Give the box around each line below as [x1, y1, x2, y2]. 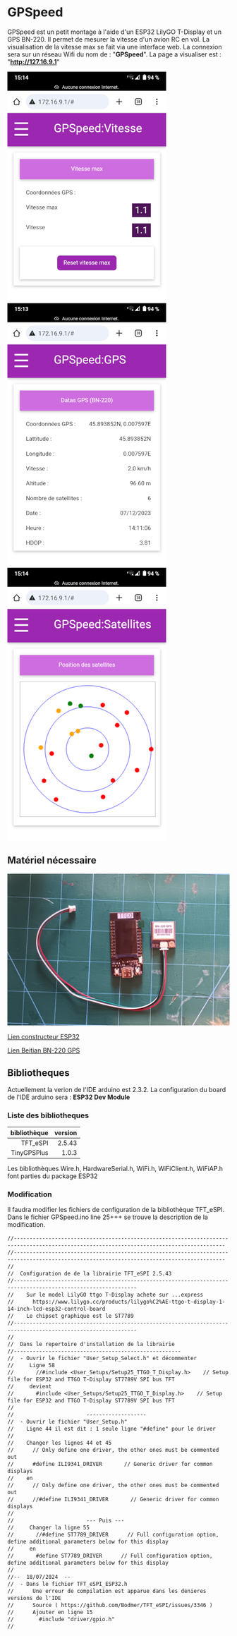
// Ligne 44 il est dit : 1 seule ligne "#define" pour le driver [7, 1426, 217, 1433]
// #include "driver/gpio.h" [7, 1616, 115, 1623]
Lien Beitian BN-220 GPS [7, 1046, 80, 1055]
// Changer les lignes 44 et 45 [7, 1440, 112, 1447]
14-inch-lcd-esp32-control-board [7, 1306, 106, 1313]
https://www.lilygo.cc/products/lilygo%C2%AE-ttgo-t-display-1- [32, 1299, 226, 1306]
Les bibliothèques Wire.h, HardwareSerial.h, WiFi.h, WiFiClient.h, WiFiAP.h [7, 1164, 224, 1173]
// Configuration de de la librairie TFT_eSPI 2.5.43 [7, 1271, 172, 1278]
